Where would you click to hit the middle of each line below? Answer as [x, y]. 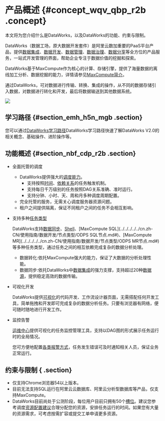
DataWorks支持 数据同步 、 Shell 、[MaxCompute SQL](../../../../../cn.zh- [82, 228]
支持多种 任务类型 [29, 218]
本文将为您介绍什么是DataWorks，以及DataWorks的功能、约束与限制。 [77, 35]
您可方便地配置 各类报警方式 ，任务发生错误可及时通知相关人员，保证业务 [85, 347]
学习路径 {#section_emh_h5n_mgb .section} [74, 118]
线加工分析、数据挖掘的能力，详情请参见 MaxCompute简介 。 [66, 74]
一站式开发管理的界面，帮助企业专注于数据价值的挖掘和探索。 [76, 58]
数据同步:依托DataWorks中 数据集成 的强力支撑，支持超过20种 [81, 270]
